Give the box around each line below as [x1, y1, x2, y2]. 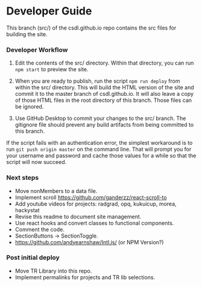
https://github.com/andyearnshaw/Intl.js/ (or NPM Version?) [14, 238, 164, 245]
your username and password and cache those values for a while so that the [6, 152, 197, 159]
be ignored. [14, 103, 44, 110]
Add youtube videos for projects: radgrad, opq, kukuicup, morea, [14, 200, 177, 207]
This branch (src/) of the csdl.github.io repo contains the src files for [6, 24, 177, 31]
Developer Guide [6, 4, 92, 18]
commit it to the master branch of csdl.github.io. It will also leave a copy [14, 90, 194, 98]
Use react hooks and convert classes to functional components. [14, 219, 174, 227]
